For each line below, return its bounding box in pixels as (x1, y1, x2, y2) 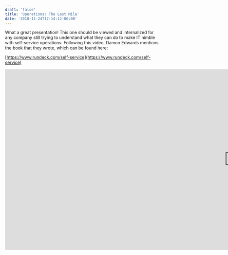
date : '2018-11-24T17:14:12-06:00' (5, 16, 77, 21)
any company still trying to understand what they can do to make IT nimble (5, 35, 155, 40)
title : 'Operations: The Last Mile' (5, 12, 79, 17)
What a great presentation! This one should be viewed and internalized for (5, 30, 154, 36)
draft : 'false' (5, 7, 36, 12)
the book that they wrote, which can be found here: (5, 45, 108, 51)
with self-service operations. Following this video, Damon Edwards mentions (5, 40, 159, 46)
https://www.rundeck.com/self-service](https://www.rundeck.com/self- (6, 55, 151, 60)
